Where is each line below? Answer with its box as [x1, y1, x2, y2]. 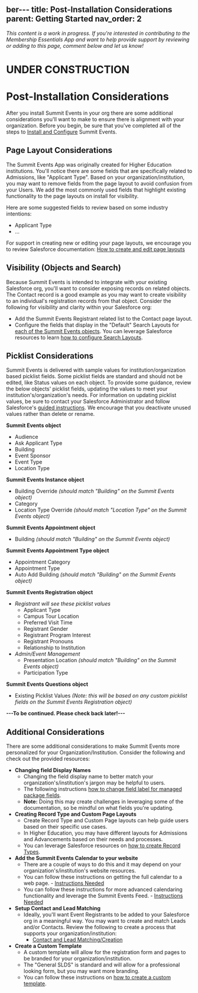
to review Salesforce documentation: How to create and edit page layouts [6, 245, 185, 253]
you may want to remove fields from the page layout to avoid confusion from [6, 180, 193, 187]
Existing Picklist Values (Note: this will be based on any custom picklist [14, 692, 187, 699]
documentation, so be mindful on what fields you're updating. [23, 805, 174, 812]
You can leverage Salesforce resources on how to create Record [23, 842, 181, 849]
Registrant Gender [23, 626, 69, 633]
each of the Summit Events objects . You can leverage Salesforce [14, 327, 173, 334]
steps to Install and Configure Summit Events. [6, 128, 117, 135]
